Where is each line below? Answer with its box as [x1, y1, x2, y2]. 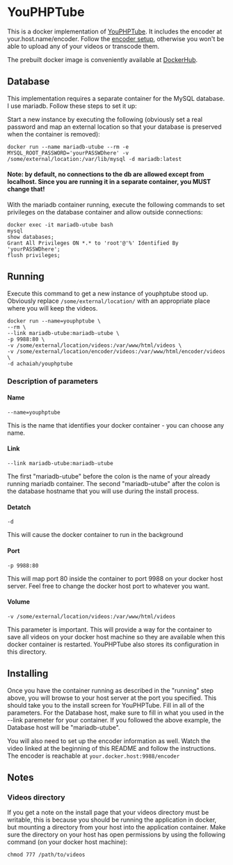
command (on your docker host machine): [7, 838, 128, 846]
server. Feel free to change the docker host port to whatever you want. [7, 582, 210, 590]
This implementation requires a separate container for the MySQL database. [7, 94, 225, 102]
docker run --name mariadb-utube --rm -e [7, 143, 129, 150]
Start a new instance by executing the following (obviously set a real [7, 115, 203, 123]
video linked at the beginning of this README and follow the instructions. [7, 744, 216, 752]
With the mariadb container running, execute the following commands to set [7, 200, 225, 209]
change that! [7, 185, 45, 194]
